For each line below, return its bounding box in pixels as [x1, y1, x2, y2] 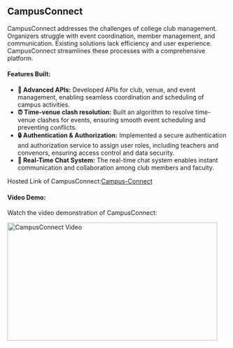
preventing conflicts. [17, 123, 77, 132]
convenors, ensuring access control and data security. [17, 148, 175, 157]
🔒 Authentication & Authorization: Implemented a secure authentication [17, 131, 227, 139]
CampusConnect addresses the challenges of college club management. [7, 24, 218, 32]
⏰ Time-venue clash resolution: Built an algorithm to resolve [17, 108, 194, 116]
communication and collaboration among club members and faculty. [17, 164, 215, 172]
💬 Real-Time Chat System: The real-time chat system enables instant [17, 156, 218, 165]
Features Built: [7, 70, 51, 78]
